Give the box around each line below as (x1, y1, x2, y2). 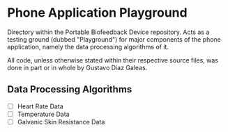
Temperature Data (17, 110, 70, 118)
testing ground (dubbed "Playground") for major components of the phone (7, 35, 222, 43)
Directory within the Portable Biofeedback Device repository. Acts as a (7, 28, 210, 36)
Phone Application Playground (7, 5, 188, 21)
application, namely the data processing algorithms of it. (7, 42, 169, 51)
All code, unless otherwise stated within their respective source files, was (7, 56, 218, 64)
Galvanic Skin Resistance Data (17, 117, 105, 126)
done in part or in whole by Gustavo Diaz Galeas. (7, 63, 148, 72)
